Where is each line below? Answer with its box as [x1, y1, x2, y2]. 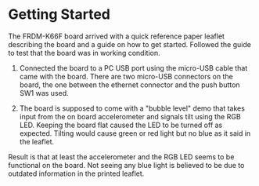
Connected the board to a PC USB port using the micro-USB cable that [19, 63, 248, 72]
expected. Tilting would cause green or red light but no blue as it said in [19, 128, 251, 138]
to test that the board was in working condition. [8, 48, 160, 57]
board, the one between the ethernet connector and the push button [19, 80, 240, 89]
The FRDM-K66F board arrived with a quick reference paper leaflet [8, 31, 225, 41]
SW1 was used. [19, 88, 69, 97]
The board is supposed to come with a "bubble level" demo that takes [19, 104, 245, 113]
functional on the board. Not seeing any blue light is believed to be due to [8, 160, 245, 170]
